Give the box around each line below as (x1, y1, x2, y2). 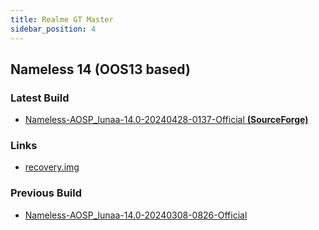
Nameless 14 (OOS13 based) (10, 61, 191, 78)
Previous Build (10, 186, 82, 200)
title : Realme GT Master (10, 14, 114, 25)
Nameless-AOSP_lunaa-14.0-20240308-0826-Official (24, 209, 248, 221)
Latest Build (10, 91, 70, 105)
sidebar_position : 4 (10, 24, 97, 34)
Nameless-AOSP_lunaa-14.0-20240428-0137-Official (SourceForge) (24, 114, 309, 126)
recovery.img (24, 161, 80, 173)
